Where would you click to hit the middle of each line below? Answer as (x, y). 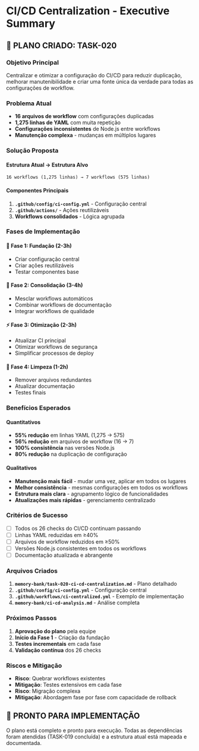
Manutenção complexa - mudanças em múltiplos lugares (85, 135)
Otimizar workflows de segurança (56, 347)
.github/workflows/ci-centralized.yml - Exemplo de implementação (99, 597)
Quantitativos (23, 422)
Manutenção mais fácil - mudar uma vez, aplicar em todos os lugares (100, 481)
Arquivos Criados (32, 571)
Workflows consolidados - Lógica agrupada (70, 216)
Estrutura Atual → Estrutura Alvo (47, 165)
